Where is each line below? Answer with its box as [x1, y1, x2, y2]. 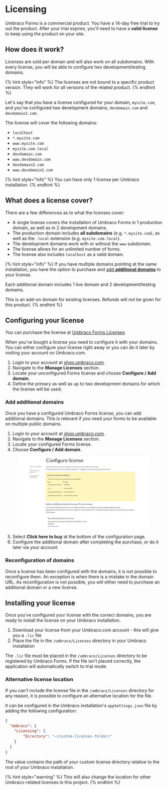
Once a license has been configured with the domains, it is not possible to [5, 568, 157, 574]
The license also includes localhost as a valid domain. [12, 251, 125, 257]
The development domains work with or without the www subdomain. [12, 241, 152, 247]
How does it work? [5, 45, 64, 54]
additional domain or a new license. [5, 584, 78, 590]
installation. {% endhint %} [5, 181, 60, 187]
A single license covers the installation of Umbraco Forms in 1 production [12, 219, 163, 225]
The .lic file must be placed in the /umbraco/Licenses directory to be [5, 653, 147, 659]
